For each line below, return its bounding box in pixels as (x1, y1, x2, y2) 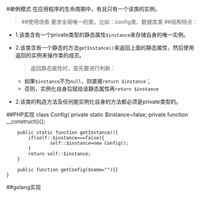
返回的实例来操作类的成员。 (15, 52, 85, 59)
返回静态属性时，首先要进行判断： (30, 64, 116, 72)
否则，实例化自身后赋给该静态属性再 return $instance (24, 85, 159, 92)
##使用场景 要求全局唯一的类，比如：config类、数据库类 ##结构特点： (21, 18, 198, 26)
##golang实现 (6, 184, 41, 190)
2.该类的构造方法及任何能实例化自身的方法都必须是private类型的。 (15, 98, 182, 105)
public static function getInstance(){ (17, 130, 119, 136)
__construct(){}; (6, 118, 46, 125)
